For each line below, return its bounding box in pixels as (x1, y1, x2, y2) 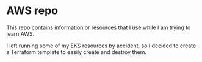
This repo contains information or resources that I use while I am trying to (6, 24, 191, 31)
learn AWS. (6, 30, 35, 37)
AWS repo (6, 4, 58, 18)
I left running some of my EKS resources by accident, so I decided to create (6, 42, 197, 49)
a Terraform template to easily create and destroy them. (6, 48, 146, 55)
